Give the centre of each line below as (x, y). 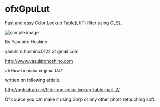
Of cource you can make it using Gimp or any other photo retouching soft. (80, 99)
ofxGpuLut (28, 9)
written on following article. (33, 80)
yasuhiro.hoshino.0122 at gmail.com (42, 51)
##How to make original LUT (34, 71)
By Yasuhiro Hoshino (26, 42)
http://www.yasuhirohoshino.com (39, 61)
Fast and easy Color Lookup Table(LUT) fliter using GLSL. (64, 23)
